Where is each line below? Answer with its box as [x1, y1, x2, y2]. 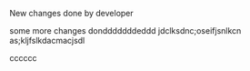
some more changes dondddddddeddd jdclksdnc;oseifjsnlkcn [9, 25, 242, 35]
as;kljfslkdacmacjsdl [9, 35, 85, 46]
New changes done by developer [9, 8, 134, 18]
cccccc [9, 53, 37, 63]
